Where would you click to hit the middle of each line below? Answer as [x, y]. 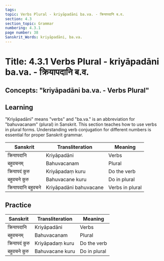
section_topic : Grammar [30, 23]
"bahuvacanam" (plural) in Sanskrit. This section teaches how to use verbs [81, 124]
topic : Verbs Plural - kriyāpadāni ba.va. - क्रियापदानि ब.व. [65, 14]
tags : [11, 10]
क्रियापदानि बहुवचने [24, 187]
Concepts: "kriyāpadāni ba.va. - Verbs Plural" [77, 91]
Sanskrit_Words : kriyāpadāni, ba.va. [44, 37]
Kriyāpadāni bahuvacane [75, 187]
